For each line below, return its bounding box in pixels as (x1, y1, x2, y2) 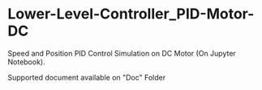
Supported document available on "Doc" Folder (7, 72, 166, 82)
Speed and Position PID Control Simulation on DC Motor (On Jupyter (7, 48, 236, 58)
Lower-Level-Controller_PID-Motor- (7, 5, 255, 23)
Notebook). (7, 57, 45, 67)
